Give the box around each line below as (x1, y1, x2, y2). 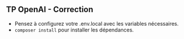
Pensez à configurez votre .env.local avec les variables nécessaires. (14, 20, 179, 27)
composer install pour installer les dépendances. (14, 26, 134, 33)
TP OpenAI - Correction (6, 5, 93, 15)
